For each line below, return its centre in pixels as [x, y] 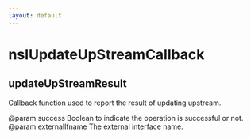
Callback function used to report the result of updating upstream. [115, 103]
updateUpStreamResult [68, 84]
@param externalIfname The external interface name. [96, 126]
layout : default [35, 15]
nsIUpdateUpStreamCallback [106, 54]
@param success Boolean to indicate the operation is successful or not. [126, 118]
